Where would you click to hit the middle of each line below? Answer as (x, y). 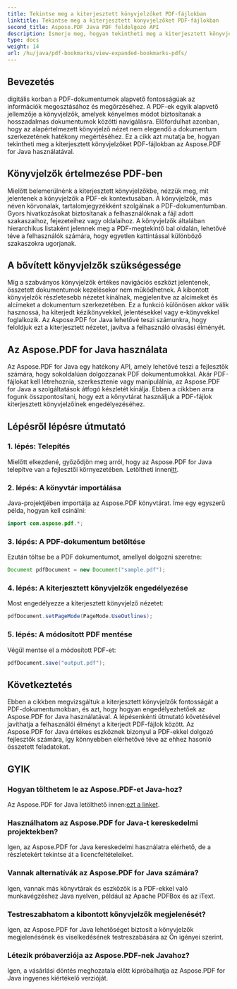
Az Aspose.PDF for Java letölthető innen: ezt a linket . (84, 805)
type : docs (23, 40)
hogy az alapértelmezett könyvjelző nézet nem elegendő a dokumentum (112, 129)
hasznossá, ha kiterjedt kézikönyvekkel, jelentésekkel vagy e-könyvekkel (113, 312)
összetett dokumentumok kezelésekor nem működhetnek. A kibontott (108, 290)
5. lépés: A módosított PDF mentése (70, 634)
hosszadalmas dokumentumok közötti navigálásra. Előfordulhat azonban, (114, 122)
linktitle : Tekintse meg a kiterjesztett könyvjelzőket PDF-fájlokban (113, 20)
